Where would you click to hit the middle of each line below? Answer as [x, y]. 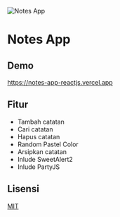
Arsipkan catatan [42, 151]
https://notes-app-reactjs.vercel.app [60, 82]
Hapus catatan [39, 136]
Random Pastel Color [48, 144]
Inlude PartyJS [39, 167]
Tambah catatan [41, 122]
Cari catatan [35, 129]
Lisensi [24, 189]
